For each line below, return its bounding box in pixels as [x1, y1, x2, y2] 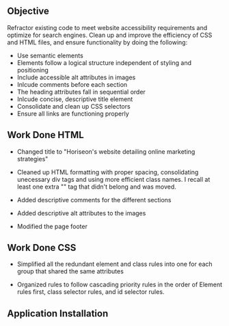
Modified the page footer [16, 222, 87, 230]
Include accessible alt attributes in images [16, 73, 136, 81]
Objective [7, 5, 50, 17]
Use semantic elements [16, 51, 83, 59]
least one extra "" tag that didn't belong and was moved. [16, 182, 176, 191]
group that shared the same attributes [16, 267, 124, 275]
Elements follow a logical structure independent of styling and [16, 58, 192, 67]
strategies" [16, 154, 49, 163]
